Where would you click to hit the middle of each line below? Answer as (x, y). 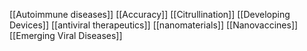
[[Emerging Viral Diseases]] (66, 35)
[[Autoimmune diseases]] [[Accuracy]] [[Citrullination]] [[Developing (150, 14)
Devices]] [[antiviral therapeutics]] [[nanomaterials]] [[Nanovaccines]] (154, 25)
